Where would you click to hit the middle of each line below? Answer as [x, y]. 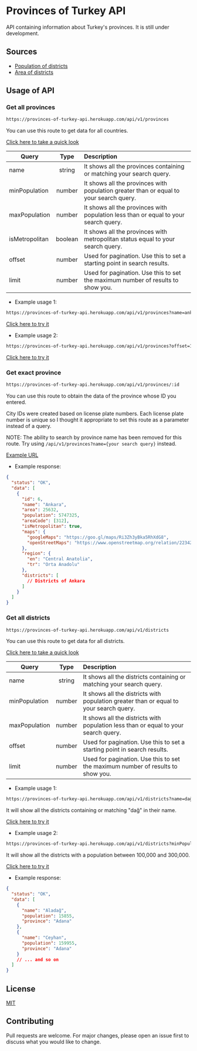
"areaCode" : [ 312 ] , [45, 521]
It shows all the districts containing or [134, 677]
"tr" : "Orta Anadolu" [54, 565]
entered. [16, 402]
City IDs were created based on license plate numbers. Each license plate [95, 414]
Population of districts [41, 66]
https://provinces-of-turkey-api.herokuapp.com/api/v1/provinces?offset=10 [101, 346]
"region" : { [36, 554]
